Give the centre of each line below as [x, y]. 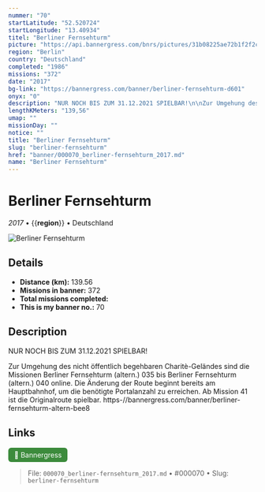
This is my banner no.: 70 [62, 307]
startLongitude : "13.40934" [54, 30]
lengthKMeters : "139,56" [49, 111]
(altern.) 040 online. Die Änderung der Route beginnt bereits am [112, 382]
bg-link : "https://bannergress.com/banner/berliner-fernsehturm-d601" [127, 89]
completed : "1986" [38, 67]
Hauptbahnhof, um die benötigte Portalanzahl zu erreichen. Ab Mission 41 [128, 391]
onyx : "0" [24, 96]
